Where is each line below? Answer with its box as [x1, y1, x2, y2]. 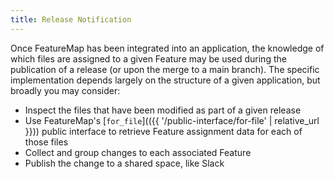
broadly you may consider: [10, 84, 121, 96]
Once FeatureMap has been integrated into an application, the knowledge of [10, 42, 325, 54]
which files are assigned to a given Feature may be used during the [10, 52, 287, 65]
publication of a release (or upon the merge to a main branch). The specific [10, 63, 320, 75]
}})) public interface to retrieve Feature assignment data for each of [24, 125, 303, 137]
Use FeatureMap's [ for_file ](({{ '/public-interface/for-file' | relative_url [24, 114, 320, 126]
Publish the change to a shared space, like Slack [24, 157, 225, 169]
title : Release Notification [10, 14, 132, 25]
